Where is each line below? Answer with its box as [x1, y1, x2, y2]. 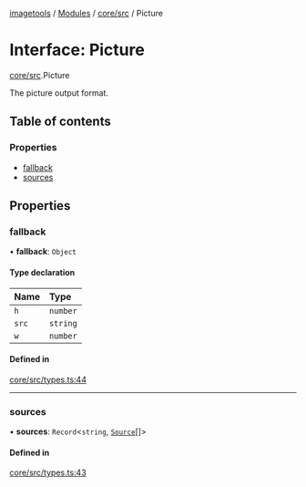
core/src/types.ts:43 [9, 467, 87, 478]
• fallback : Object [9, 246, 77, 257]
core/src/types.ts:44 [9, 374, 87, 385]
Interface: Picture [9, 40, 146, 60]
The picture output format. [9, 87, 109, 98]
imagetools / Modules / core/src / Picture [9, 8, 164, 18]
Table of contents [9, 114, 111, 130]
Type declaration [9, 266, 76, 277]
